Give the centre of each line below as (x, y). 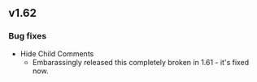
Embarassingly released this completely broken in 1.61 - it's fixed (141, 62)
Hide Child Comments (57, 53)
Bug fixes (28, 36)
